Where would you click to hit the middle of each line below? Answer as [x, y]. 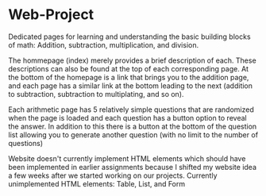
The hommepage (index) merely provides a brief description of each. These [132, 60]
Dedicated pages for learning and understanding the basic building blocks [130, 37]
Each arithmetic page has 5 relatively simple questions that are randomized [131, 110]
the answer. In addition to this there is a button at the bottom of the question [133, 126]
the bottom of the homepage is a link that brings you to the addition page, [129, 77]
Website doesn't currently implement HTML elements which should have [127, 158]
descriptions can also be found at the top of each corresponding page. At [128, 68]
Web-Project [51, 15]
